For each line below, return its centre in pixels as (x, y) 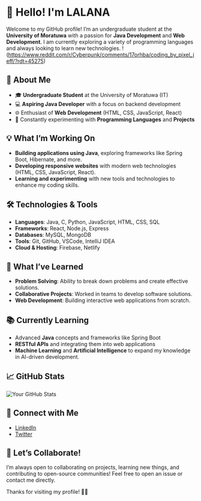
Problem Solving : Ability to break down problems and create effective (101, 281)
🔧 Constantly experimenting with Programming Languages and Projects (105, 119)
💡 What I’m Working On (51, 138)
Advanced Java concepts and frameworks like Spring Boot (88, 338)
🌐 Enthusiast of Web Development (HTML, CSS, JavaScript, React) (98, 112)
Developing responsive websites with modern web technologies (95, 166)
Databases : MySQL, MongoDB (53, 235)
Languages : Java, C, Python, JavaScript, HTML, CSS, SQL (87, 222)
